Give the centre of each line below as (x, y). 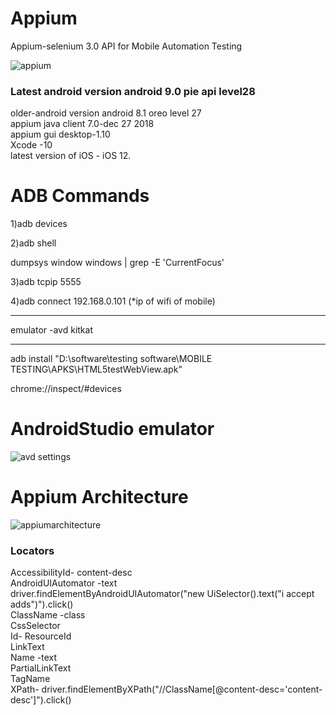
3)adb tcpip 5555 (46, 282)
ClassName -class (48, 615)
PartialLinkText (41, 668)
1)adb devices (39, 224)
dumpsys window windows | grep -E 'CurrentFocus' (117, 263)
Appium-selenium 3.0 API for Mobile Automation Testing (126, 46)
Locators (32, 550)
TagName (30, 679)
